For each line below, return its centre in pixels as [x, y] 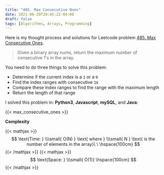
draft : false [19, 19]
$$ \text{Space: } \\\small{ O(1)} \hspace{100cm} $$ [83, 160]
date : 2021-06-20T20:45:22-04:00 [40, 14]
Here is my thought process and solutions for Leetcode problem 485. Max [81, 38]
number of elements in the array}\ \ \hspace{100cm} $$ [83, 144]
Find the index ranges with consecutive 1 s [55, 82]
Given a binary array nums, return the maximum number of [77, 53]
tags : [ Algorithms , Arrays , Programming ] [49, 24]
